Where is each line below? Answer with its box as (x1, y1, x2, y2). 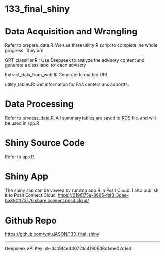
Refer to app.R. (5, 154, 35, 160)
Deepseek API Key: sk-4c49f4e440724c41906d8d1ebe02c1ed (5, 245, 132, 251)
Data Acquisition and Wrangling (5, 26, 137, 37)
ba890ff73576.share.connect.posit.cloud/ (5, 197, 89, 203)
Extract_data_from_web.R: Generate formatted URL (5, 72, 109, 78)
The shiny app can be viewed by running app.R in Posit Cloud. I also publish (5, 187, 159, 193)
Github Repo (5, 215, 57, 226)
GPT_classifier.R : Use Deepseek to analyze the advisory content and (5, 57, 145, 63)
